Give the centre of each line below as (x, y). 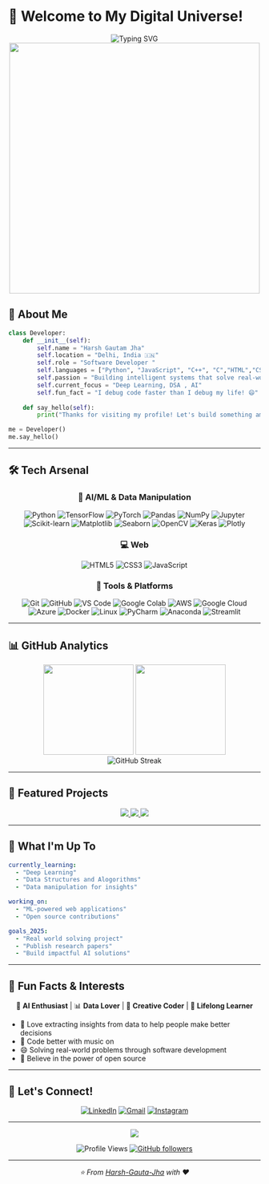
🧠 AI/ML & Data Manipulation (134, 497)
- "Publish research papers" (64, 946)
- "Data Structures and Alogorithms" (78, 880)
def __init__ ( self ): (57, 340)
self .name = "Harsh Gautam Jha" (91, 348)
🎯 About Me (38, 315)
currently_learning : (43, 865)
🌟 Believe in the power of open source (83, 1059)
